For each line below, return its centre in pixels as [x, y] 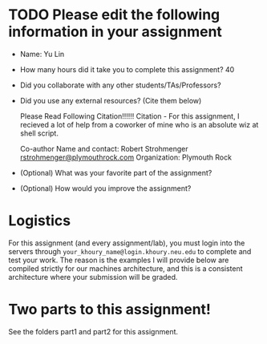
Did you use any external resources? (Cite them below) [111, 100]
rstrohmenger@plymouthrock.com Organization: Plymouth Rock [126, 157]
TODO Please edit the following [114, 15]
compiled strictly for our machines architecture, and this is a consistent [125, 268]
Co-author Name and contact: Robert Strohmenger [104, 148]
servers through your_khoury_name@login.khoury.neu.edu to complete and [130, 251]
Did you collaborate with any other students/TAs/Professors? [121, 85]
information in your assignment [115, 32]
